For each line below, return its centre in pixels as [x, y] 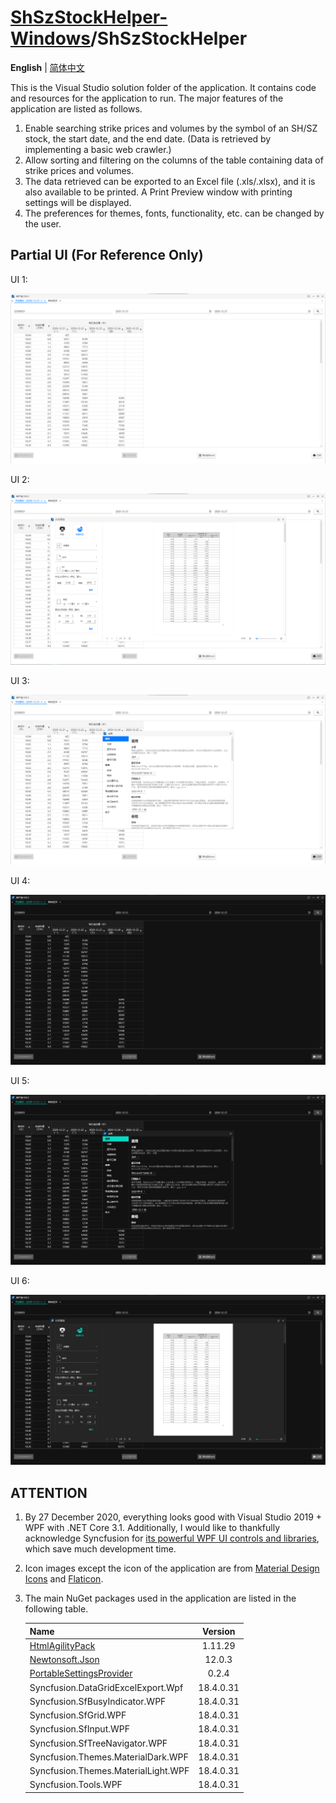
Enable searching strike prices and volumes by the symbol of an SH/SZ [171, 128]
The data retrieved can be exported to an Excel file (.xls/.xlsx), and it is [170, 181]
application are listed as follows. [76, 108]
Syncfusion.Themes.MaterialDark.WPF [109, 1757]
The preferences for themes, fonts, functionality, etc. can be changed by [174, 213]
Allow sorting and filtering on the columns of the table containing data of [174, 160]
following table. [56, 1609]
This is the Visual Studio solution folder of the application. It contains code [163, 87]
